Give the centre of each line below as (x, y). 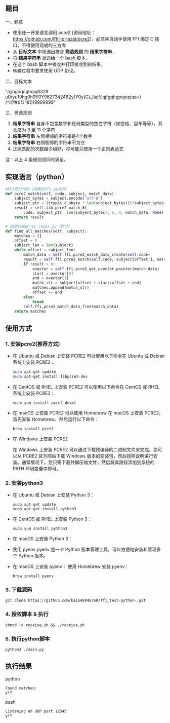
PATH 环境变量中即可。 (37, 468)
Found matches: (21, 688)
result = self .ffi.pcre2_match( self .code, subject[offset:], (89, 259)
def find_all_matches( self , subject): (46, 231)
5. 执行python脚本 (28, 638)
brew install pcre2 (33, 429)
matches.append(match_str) (61, 288)
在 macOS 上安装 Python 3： (42, 539)
